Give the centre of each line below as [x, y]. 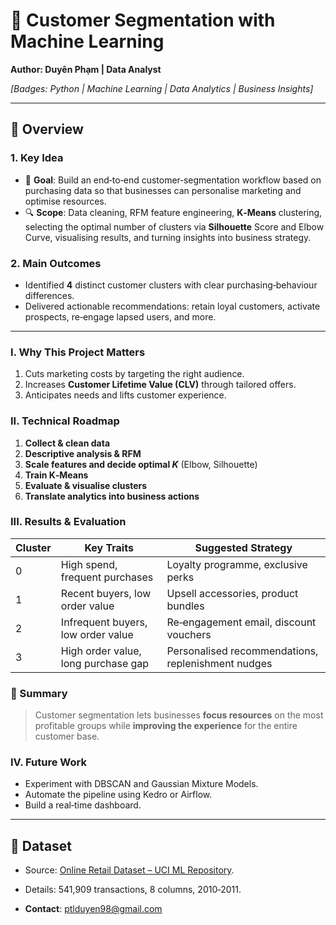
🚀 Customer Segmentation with [143, 20]
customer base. [67, 736]
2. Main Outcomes [56, 263]
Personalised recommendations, [242, 651]
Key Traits [109, 547]
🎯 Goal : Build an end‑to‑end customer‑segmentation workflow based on [173, 180]
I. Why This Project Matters [78, 352]
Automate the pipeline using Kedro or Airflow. [118, 795]
